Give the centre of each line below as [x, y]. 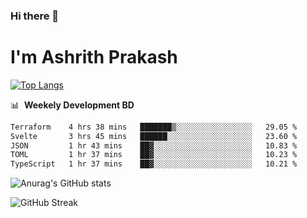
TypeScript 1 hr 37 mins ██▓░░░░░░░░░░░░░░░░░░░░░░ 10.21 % [154, 164]
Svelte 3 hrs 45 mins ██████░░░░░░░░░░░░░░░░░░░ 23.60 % [154, 136]
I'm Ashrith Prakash [94, 57]
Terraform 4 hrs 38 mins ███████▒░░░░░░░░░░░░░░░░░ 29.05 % [154, 127]
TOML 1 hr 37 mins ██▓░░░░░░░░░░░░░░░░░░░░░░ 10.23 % [154, 155]
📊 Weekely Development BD [72, 105]
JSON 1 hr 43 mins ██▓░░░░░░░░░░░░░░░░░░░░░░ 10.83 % [154, 145]
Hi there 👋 [35, 16]
